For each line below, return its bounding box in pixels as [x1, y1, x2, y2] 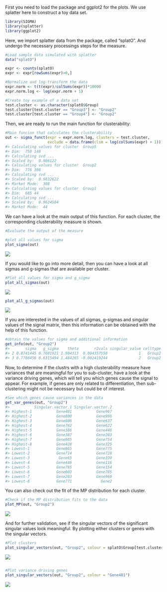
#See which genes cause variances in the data [5, 395, 103, 400]
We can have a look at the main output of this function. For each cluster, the [5, 214, 161, 220]
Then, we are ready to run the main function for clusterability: [5, 121, 131, 127]
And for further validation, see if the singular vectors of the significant [5, 520, 148, 526]
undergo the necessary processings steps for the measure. [5, 42, 127, 49]
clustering [5, 386, 26, 392]
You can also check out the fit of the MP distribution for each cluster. [5, 488, 146, 494]
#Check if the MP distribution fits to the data [5, 497, 108, 502]
